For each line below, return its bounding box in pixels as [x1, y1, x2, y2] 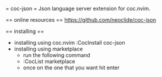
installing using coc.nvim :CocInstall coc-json [14, 39, 125, 46]
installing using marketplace [14, 45, 83, 52]
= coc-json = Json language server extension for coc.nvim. [5, 5, 151, 12]
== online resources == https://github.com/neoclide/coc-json [5, 16, 157, 23]
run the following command [23, 52, 90, 58]
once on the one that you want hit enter [23, 64, 120, 71]
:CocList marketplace [23, 58, 75, 65]
